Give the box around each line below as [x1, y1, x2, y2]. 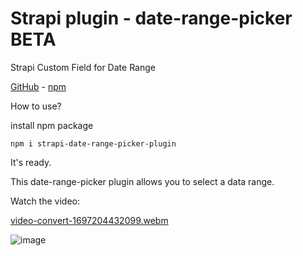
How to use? [10, 100, 62, 112]
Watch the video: [10, 195, 80, 207]
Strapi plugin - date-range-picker [10, 7, 293, 30]
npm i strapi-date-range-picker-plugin [10, 138, 177, 149]
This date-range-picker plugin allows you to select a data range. [10, 175, 275, 187]
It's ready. [10, 156, 52, 168]
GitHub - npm [10, 80, 67, 92]
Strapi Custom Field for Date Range [10, 61, 156, 73]
